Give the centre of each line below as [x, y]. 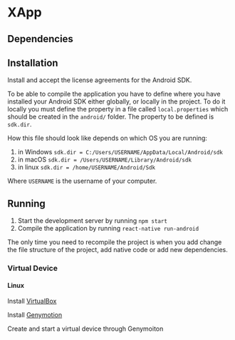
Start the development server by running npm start [92, 221]
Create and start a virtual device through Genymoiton [85, 329]
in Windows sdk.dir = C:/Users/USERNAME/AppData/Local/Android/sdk [120, 152]
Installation [33, 62]
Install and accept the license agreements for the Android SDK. [100, 80]
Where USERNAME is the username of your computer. [82, 181]
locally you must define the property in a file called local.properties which [118, 109]
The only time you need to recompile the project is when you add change [115, 242]
